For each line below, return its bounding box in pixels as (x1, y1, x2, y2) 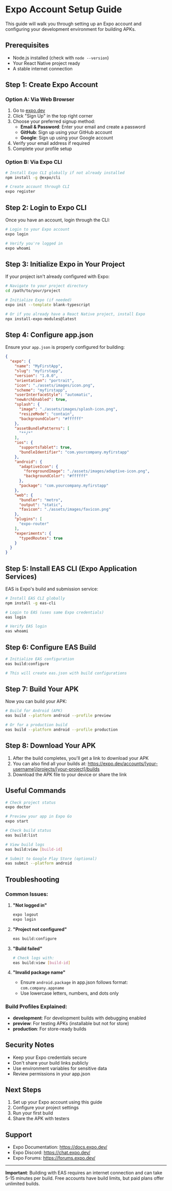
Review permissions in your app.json (12, 1070, 91, 1077)
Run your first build (12, 1110, 53, 1116)
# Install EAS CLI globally (5, 595, 66, 601)
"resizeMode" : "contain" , (18, 411, 74, 417)
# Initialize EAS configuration (5, 657, 74, 662)
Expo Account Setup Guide (5, 4, 122, 15)
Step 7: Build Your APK (5, 685, 79, 694)
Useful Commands (5, 786, 66, 795)
